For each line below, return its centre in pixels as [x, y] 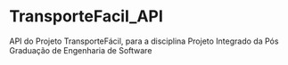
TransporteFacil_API [86, 16]
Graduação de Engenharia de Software [81, 50]
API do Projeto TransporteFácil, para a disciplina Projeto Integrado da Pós [144, 41]
